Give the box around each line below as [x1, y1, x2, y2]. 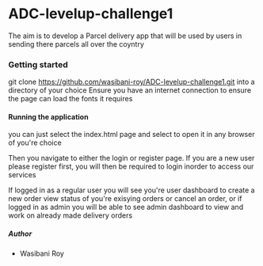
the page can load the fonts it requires [8, 94, 133, 104]
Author [8, 229, 32, 238]
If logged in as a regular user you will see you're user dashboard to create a [8, 185, 255, 195]
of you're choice [8, 138, 62, 147]
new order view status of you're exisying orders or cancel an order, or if [8, 194, 242, 203]
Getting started [8, 59, 69, 70]
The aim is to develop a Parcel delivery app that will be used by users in [8, 31, 242, 40]
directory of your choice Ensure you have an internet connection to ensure [8, 85, 252, 95]
